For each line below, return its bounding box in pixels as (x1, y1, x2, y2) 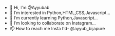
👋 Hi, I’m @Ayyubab (9, 5, 50, 10)
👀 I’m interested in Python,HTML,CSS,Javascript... (9, 10, 111, 16)
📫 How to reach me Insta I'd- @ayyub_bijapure (9, 26, 105, 31)
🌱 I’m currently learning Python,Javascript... (9, 15, 98, 20)
